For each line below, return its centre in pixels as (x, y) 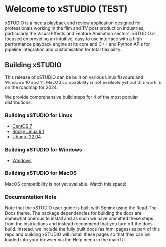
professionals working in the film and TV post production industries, (75, 28)
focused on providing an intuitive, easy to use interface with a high (74, 39)
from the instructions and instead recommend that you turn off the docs (79, 223)
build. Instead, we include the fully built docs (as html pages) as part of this (83, 229)
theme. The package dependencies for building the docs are (79, 213)
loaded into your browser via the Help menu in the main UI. (66, 239)
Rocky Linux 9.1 (28, 131)
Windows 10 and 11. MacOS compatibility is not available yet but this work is (83, 82)
